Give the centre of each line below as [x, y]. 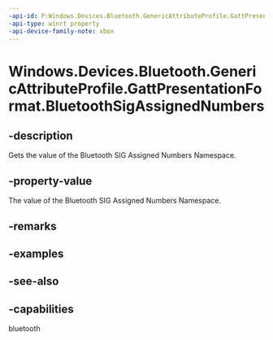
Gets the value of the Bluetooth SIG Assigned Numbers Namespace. [123, 155]
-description [41, 135]
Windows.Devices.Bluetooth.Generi [132, 71]
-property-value [50, 181]
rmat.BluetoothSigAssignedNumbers [136, 106]
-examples [36, 253]
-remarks [32, 226]
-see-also [34, 281]
